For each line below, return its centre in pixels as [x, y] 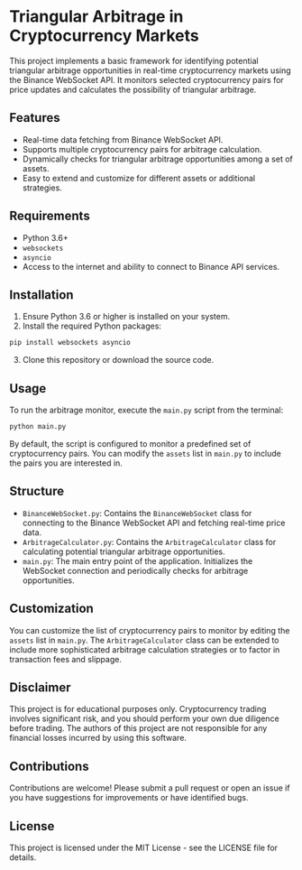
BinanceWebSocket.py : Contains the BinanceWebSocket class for [137, 513]
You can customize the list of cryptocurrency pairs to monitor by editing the [150, 630]
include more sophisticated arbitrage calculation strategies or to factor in [145, 649]
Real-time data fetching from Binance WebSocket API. [123, 139]
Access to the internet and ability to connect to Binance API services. [151, 266]
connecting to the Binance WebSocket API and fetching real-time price [154, 523]
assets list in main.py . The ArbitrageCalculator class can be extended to [144, 640]
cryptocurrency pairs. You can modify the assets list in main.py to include [146, 453]
